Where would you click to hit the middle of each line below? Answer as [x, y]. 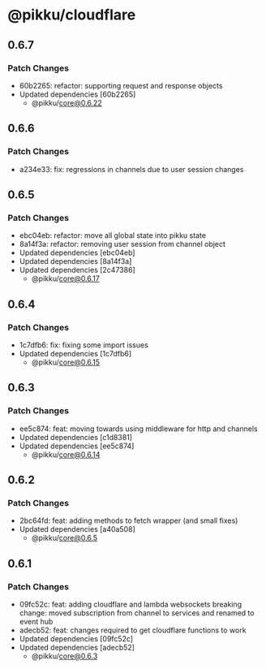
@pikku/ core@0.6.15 [66, 362]
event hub [36, 622]
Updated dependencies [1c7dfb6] [75, 353]
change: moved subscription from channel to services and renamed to [137, 613]
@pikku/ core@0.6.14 [66, 454]
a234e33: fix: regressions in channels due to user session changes [131, 169]
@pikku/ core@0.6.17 [66, 278]
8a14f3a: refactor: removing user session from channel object [122, 244]
